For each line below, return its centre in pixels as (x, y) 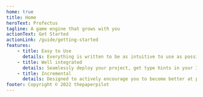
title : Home (21, 17)
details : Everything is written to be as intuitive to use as (102, 57)
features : (19, 46)
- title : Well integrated (50, 62)
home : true (20, 12)
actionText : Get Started (37, 34)
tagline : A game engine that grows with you (63, 29)
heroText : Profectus (32, 23)
